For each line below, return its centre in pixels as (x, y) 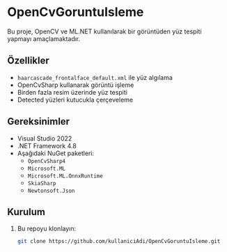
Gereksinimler (39, 121)
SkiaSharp (42, 183)
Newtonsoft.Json (51, 191)
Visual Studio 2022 (45, 138)
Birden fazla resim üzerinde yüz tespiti (72, 92)
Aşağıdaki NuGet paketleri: (56, 153)
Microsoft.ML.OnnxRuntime (65, 176)
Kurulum (26, 212)
